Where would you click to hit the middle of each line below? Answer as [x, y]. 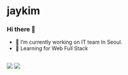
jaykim [23, 11]
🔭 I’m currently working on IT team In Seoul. [69, 42]
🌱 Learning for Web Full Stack [52, 48]
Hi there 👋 [21, 30]
